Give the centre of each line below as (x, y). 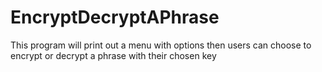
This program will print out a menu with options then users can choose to (161, 45)
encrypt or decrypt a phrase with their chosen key (113, 55)
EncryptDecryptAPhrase (115, 17)
